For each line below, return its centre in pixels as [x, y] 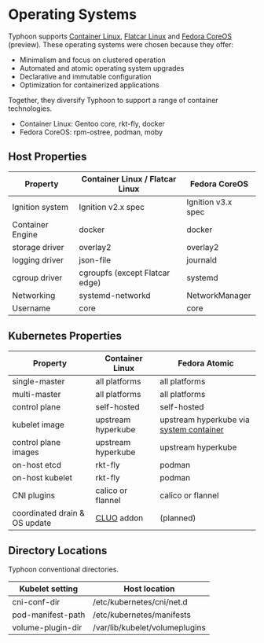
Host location [149, 589]
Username [31, 308]
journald [202, 259]
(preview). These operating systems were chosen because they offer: [121, 44]
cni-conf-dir [36, 602]
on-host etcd [37, 465]
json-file [95, 259]
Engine [25, 234]
